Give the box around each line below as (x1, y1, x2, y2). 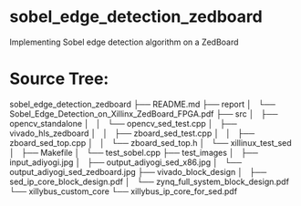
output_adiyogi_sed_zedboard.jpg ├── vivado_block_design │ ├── (9, 166, 267, 177)
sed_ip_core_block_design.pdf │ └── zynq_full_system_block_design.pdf (9, 176, 290, 187)
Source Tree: (9, 68, 109, 89)
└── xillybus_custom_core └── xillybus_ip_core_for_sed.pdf (9, 185, 238, 197)
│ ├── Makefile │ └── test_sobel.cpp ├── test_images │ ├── (9, 147, 258, 158)
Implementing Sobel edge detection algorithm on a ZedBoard (9, 36, 239, 47)
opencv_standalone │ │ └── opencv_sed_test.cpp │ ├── (9, 118, 237, 129)
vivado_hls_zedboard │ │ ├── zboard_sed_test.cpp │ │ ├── (9, 128, 255, 139)
